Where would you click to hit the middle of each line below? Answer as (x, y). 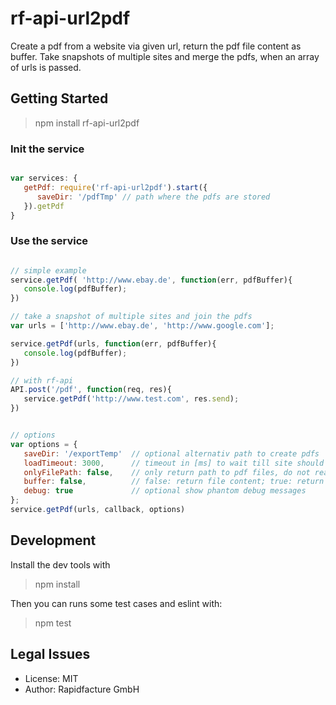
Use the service (49, 241)
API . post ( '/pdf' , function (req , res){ (91, 390)
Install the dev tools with (60, 564)
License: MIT (51, 678)
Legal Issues (50, 654)
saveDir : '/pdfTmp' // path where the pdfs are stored (153, 197)
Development (53, 540)
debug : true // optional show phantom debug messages (165, 491)
